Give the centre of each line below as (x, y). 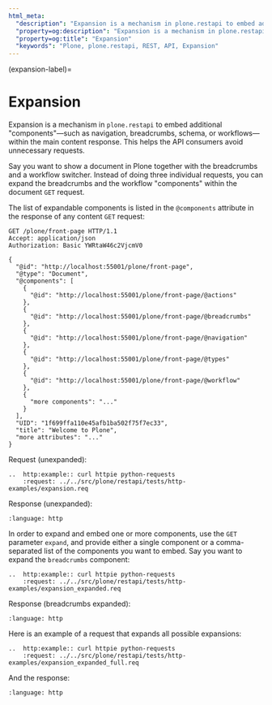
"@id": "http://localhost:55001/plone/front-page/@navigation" (139, 338)
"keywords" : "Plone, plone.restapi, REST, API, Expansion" (117, 46)
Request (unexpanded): (48, 460)
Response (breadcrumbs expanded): (70, 604)
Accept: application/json (52, 239)
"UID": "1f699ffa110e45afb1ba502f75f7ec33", (92, 423)
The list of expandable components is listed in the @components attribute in (131, 208)
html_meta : (27, 16)
